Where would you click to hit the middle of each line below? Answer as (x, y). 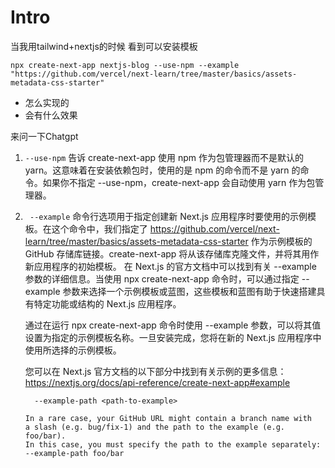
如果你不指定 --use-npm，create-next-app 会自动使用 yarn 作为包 (179, 182)
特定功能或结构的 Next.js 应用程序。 (107, 303)
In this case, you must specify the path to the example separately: (173, 444)
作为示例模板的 (281, 241)
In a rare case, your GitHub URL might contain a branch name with (168, 418)
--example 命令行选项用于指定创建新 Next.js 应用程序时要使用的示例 (168, 216)
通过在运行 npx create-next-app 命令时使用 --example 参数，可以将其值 (173, 325)
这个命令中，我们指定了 (99, 228)
